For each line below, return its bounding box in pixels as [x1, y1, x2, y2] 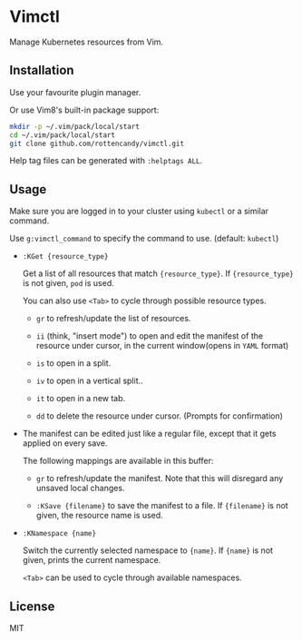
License [9, 598, 55, 614]
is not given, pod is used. [22, 278, 115, 289]
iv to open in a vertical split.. [35, 375, 143, 387]
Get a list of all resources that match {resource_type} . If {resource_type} [22, 268, 294, 279]
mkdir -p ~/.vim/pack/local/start [9, 122, 141, 131]
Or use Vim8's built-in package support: [9, 104, 160, 115]
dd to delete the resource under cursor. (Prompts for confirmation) [35, 410, 284, 421]
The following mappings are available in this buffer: [22, 456, 214, 467]
